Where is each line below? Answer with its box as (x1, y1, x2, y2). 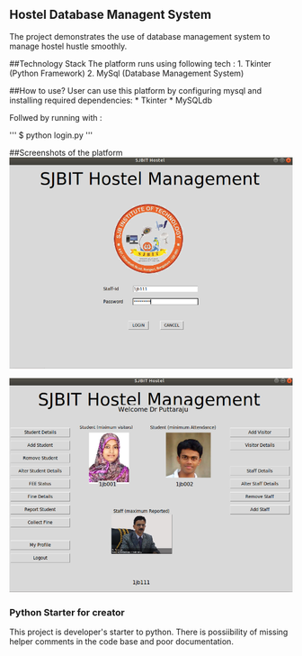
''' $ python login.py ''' (9, 130, 93, 141)
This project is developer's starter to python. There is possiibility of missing (9, 626, 289, 637)
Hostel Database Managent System (9, 7, 212, 23)
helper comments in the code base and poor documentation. (9, 635, 234, 647)
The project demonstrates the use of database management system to (9, 31, 271, 41)
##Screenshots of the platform (9, 147, 123, 158)
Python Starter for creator (9, 606, 125, 618)
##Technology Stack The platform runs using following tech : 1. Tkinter (9, 58, 271, 68)
